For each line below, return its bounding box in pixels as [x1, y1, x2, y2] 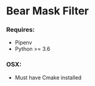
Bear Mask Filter [6, 4, 89, 18]
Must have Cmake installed [14, 73, 82, 81]
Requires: [6, 26, 35, 34]
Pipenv [14, 39, 32, 46]
